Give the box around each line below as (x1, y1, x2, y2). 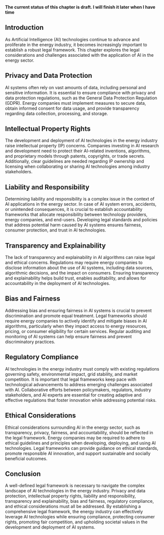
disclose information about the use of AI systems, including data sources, (5, 265, 153, 271)
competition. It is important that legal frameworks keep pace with (5, 376, 137, 382)
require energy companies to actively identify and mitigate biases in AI (5, 318, 147, 324)
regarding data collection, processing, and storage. (5, 110, 109, 116)
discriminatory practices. (5, 339, 55, 345)
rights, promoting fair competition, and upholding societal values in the (5, 519, 148, 525)
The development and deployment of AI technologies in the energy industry (5, 138, 158, 143)
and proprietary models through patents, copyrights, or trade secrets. (5, 153, 145, 159)
